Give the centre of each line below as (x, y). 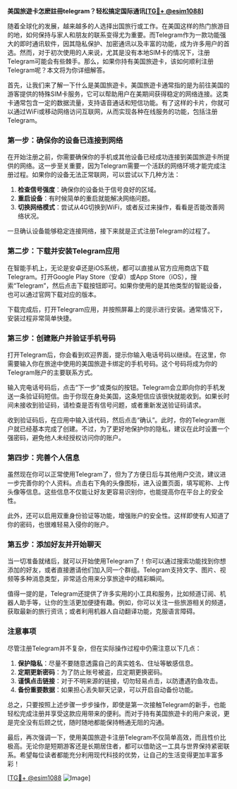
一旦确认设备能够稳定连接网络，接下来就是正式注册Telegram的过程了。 (110, 231)
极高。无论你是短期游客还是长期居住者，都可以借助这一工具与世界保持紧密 (115, 746)
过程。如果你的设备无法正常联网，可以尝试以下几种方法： (97, 175)
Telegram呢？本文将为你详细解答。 (58, 70)
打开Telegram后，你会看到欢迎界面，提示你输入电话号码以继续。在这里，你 (117, 355)
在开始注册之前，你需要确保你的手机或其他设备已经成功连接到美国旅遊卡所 (115, 157)
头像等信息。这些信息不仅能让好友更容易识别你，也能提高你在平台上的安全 (115, 492)
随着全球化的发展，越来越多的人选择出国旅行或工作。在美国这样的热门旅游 (115, 26)
